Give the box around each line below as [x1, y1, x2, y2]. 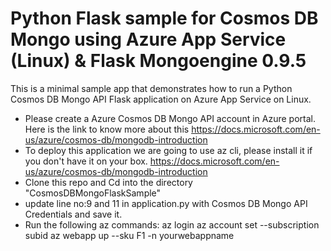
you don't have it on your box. [24, 155, 148, 167]
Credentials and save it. [24, 208, 123, 220]
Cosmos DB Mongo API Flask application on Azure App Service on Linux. [10, 93, 312, 105]
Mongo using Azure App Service [10, 28, 287, 51]
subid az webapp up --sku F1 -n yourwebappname [24, 229, 235, 241]
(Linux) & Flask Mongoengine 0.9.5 [10, 50, 307, 72]
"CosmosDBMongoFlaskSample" [24, 187, 162, 199]
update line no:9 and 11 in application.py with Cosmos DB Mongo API [24, 197, 308, 209]
